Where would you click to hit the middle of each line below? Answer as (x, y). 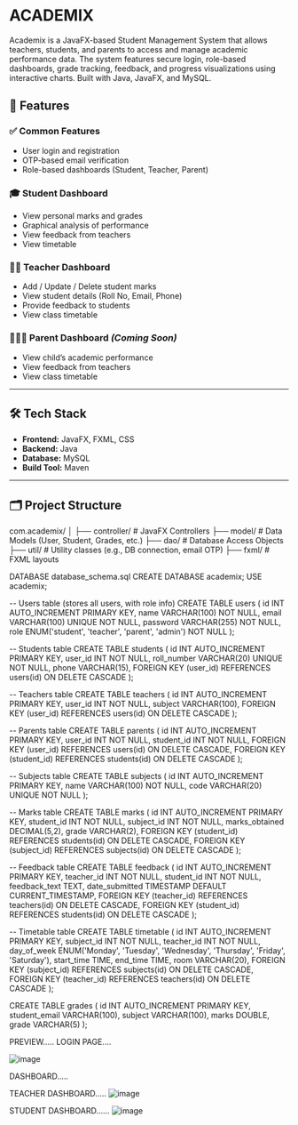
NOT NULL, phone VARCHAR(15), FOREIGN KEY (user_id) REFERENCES (140, 668)
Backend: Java (50, 449)
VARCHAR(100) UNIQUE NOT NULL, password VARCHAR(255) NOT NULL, (145, 623)
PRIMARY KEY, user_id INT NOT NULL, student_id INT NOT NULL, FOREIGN (148, 740)
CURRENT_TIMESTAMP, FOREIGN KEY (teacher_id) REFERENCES (129, 896)
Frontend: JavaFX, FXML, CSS (78, 439)
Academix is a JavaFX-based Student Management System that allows (138, 40)
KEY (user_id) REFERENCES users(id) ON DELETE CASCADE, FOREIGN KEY (148, 750)
